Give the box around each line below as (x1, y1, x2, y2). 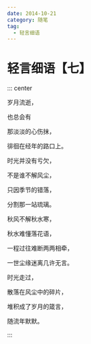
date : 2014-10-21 (7, 10, 57, 17)
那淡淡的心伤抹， (7, 128, 55, 136)
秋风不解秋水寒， (7, 215, 55, 223)
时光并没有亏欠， (7, 157, 55, 165)
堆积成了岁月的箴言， (7, 303, 67, 311)
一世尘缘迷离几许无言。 (7, 259, 73, 267)
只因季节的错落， (7, 186, 55, 194)
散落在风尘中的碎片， (7, 288, 67, 296)
